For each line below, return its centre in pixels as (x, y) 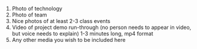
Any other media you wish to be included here (69, 40)
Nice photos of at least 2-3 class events (61, 21)
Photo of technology (37, 9)
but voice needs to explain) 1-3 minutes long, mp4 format (83, 34)
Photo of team (29, 15)
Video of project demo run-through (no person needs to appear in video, (101, 27)
